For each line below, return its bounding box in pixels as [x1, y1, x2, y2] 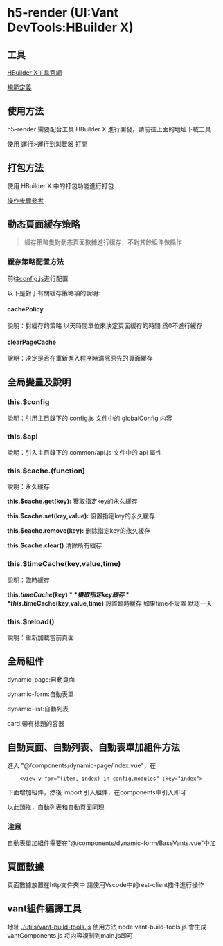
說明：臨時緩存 [7, 576, 50, 584]
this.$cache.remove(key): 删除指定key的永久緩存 [7, 527, 150, 535]
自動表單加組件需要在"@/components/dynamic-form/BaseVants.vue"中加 [7, 839, 216, 847]
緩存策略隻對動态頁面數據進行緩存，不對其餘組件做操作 [24, 238, 182, 246]
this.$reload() [7, 617, 55, 626]
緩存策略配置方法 [7, 257, 64, 267]
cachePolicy [7, 305, 44, 313]
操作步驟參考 [7, 196, 44, 205]
